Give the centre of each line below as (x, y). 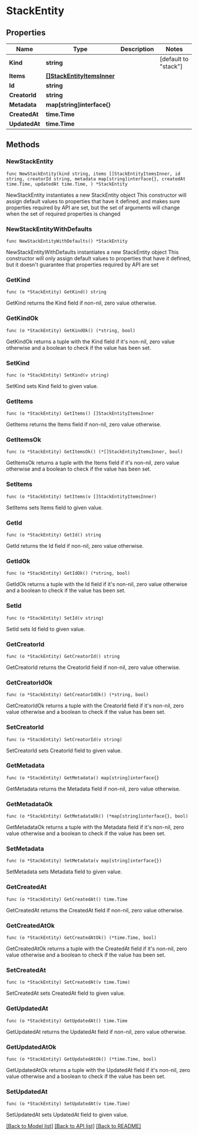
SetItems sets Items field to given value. (55, 507)
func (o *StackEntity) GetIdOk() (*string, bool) (68, 573)
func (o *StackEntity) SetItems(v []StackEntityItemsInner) (82, 497)
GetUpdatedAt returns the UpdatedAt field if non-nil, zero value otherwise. (96, 1031)
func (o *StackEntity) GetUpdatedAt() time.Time (67, 1021)
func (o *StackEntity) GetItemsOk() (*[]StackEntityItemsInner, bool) (95, 452)
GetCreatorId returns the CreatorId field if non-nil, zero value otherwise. (93, 667)
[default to (174, 59)
